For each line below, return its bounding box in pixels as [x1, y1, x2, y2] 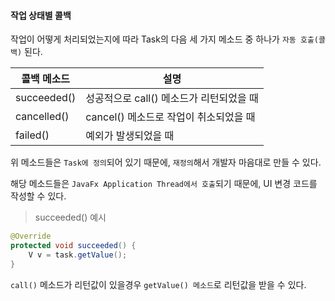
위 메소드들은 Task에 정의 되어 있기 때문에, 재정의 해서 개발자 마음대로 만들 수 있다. [10, 156, 322, 169]
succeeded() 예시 [34, 211, 107, 224]
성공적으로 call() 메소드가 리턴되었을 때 [85, 91, 259, 105]
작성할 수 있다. [10, 190, 67, 202]
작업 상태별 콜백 [10, 9, 72, 21]
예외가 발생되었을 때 [85, 129, 175, 143]
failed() [15, 128, 50, 142]
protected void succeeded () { [10, 241, 137, 251]
